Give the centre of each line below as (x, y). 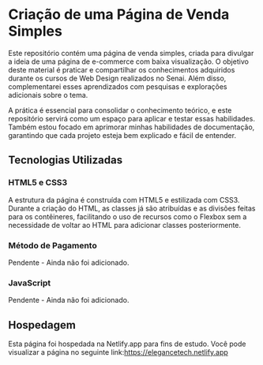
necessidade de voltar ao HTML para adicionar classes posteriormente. (125, 225)
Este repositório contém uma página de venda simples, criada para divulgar (131, 53)
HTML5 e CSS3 (38, 183)
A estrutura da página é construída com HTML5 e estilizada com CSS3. (124, 199)
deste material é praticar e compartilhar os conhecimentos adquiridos (122, 69)
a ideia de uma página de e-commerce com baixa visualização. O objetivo (128, 61)
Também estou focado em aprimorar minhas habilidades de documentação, (131, 127)
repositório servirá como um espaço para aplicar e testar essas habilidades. (131, 118)
